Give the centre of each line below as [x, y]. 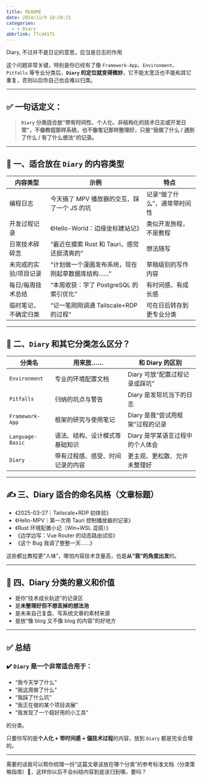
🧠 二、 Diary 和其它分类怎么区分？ [68, 344]
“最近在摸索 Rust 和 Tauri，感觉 [95, 244]
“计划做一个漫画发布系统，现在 [94, 265]
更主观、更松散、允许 [158, 455]
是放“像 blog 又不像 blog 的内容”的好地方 [65, 621]
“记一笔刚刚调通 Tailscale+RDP [94, 305]
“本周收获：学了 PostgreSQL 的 [94, 284]
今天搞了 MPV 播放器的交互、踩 [95, 199]
